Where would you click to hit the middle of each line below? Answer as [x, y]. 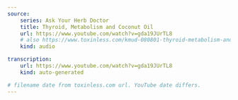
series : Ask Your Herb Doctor [65, 20]
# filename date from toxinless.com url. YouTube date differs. [104, 85]
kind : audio [38, 46]
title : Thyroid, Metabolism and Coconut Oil [87, 27]
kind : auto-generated [52, 72]
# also [30, 40]
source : [19, 14]
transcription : [30, 60]
